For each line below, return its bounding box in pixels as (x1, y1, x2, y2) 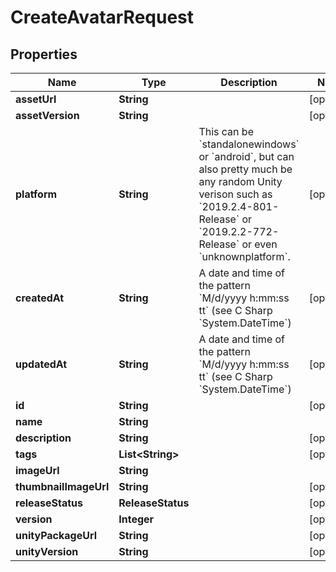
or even (241, 237, 278, 251)
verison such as (198, 187, 273, 201)
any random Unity (198, 175, 283, 188)
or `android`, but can (198, 150, 295, 163)
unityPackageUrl (15, 529, 98, 542)
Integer (118, 512, 155, 526)
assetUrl (15, 92, 57, 106)
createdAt (15, 291, 65, 305)
